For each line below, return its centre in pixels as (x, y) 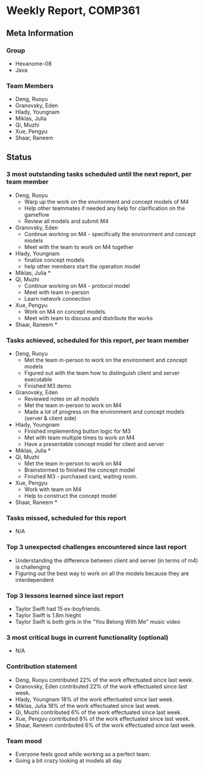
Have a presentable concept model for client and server (94, 444)
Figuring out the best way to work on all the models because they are (102, 573)
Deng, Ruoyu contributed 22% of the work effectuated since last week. (104, 680)
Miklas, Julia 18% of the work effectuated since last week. (88, 705)
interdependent (34, 579)
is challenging (33, 567)
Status (19, 157)
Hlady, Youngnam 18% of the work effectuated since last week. (94, 699)
